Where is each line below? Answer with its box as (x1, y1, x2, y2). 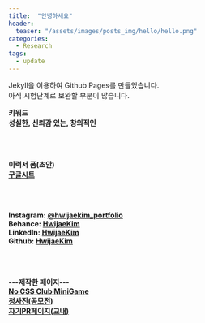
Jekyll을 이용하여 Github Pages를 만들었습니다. (8, 80, 160, 90)
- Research (15, 42, 53, 50)
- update (15, 58, 45, 66)
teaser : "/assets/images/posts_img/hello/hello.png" (15, 27, 198, 35)
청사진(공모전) (8, 295, 53, 305)
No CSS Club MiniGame (8, 286, 89, 296)
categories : (8, 34, 49, 43)
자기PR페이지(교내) (8, 306, 69, 316)
